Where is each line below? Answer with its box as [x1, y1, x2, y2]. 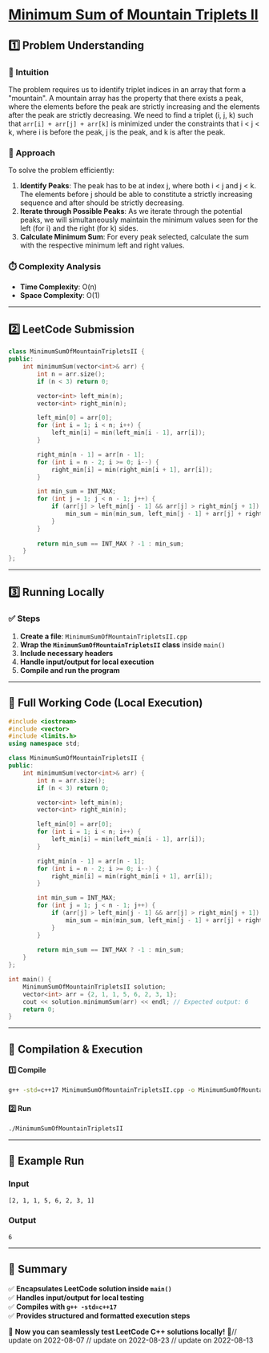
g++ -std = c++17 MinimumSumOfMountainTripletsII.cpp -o [8, 1085, 195, 1094]
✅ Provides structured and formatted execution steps [8, 1311, 191, 1320]
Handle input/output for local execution [19, 657, 155, 666]
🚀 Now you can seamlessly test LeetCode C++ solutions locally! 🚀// [8, 1327, 238, 1336]
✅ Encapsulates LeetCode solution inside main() [8, 1283, 172, 1293]
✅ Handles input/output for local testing [8, 1292, 144, 1303]
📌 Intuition [8, 66, 50, 78]
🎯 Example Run [8, 1154, 85, 1168]
